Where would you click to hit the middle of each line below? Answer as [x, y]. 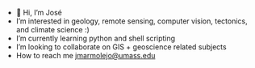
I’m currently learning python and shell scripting [96, 38]
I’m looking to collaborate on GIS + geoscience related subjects [121, 47]
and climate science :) [53, 30]
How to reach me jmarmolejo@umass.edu [86, 55]
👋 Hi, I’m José [39, 13]
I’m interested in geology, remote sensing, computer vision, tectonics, [132, 21]
